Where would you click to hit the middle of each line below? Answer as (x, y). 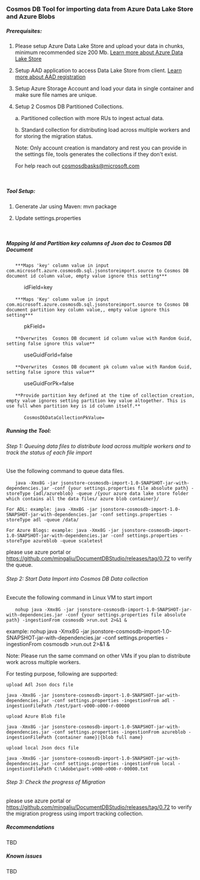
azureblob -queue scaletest (68, 541)
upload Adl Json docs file (40, 685)
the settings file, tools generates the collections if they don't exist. (96, 154)
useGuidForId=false (48, 355)
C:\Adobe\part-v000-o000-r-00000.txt (101, 769)
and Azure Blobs (31, 16)
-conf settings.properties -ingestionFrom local (113, 763)
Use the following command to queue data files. (65, 471)
